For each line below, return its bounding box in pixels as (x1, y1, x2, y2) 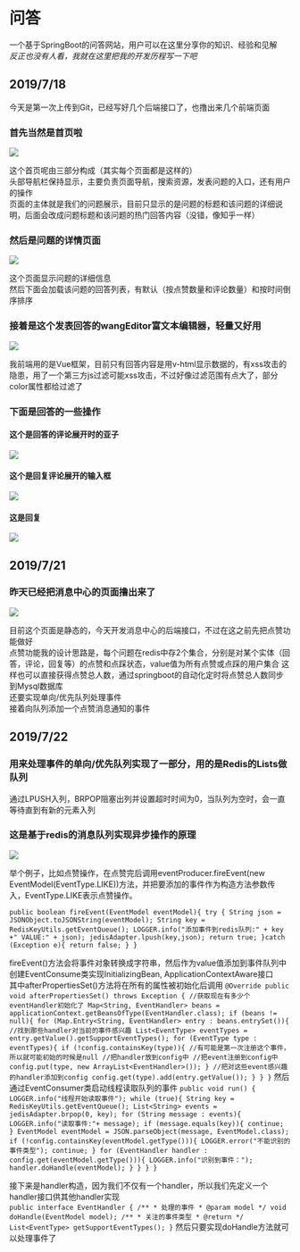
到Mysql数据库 (9, 680, 63, 691)
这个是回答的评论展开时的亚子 (9, 430, 119, 440)
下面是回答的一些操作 (9, 405, 101, 418)
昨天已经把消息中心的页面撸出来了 (9, 586, 156, 598)
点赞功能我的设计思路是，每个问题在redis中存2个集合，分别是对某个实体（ (9, 647, 283, 657)
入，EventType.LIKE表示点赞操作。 (9, 889, 137, 900)
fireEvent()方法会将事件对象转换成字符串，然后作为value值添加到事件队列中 (9, 957, 287, 968)
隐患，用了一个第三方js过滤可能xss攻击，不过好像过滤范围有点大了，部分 (9, 370, 279, 380)
